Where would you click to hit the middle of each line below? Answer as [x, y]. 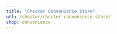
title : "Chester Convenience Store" [51, 11]
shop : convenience [28, 22]
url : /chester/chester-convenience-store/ [58, 17]
